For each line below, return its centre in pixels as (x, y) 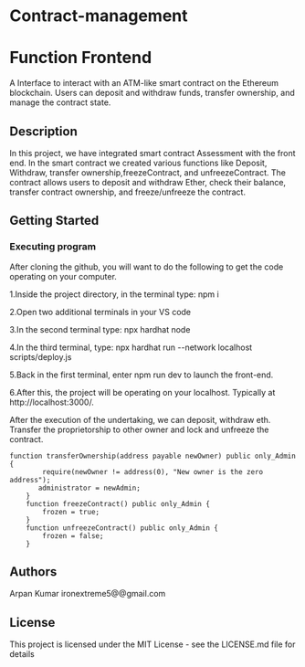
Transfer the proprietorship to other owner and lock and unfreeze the (139, 429)
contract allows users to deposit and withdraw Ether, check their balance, (147, 182)
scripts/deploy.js (41, 356)
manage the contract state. (60, 102)
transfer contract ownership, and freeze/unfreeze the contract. (128, 192)
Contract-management (99, 16)
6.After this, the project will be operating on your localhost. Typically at (142, 392)
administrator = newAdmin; (89, 488)
